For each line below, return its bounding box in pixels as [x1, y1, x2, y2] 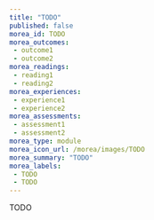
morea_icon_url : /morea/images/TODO [9, 145, 145, 153]
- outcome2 [12, 54, 53, 63]
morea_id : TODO [9, 29, 66, 38]
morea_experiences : [9, 87, 82, 96]
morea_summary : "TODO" [9, 153, 93, 162]
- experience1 [12, 95, 66, 105]
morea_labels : [9, 161, 62, 170]
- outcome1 [12, 46, 53, 55]
